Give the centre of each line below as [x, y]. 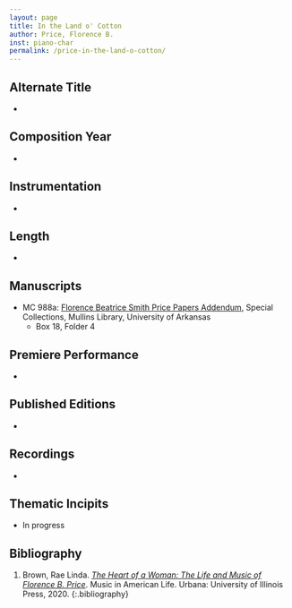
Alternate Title [51, 87]
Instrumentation [56, 187]
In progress [43, 526]
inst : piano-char [42, 43]
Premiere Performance [74, 355]
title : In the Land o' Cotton [66, 26]
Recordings [42, 454]
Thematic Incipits [59, 504]
